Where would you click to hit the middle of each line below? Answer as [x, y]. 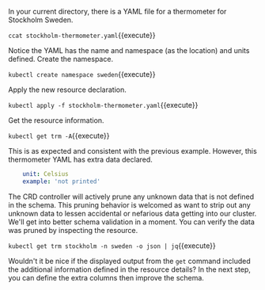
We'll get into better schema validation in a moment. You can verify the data [132, 222]
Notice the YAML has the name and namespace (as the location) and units [129, 50]
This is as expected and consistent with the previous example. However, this [132, 151]
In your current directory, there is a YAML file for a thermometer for [117, 11]
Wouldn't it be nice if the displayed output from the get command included [129, 261]
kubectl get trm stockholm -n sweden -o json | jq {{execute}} [112, 246]
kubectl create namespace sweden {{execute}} [82, 74]
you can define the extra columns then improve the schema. [106, 277]
